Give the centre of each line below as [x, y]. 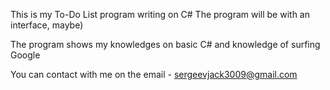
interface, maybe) [47, 25]
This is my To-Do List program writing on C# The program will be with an [160, 14]
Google [25, 55]
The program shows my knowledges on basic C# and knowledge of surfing [165, 44]
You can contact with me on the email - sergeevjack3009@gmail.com [154, 74]
